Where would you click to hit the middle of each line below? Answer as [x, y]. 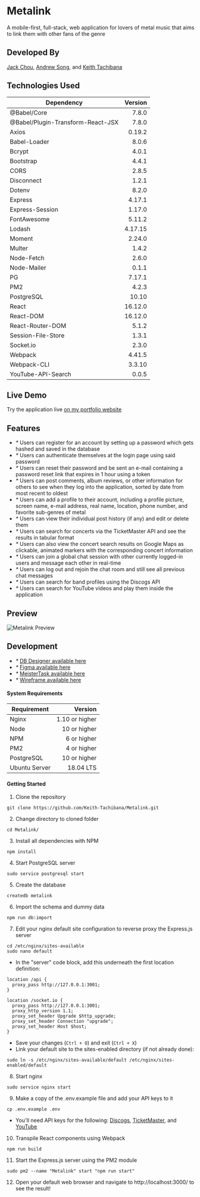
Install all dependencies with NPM [57, 841]
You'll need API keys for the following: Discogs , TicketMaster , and [96, 1120]
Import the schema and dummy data [60, 907]
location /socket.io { [35, 1001]
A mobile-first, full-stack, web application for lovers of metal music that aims [101, 27]
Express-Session [34, 209]
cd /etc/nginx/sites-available [46, 946]
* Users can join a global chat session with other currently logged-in [99, 557]
